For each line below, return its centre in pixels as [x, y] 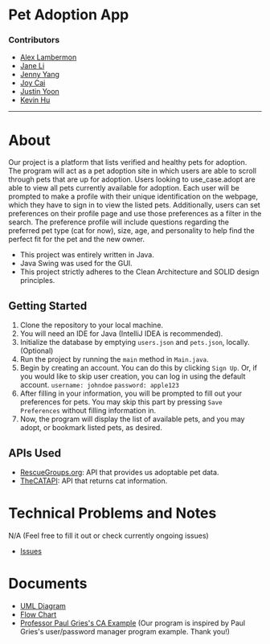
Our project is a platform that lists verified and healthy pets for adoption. [128, 162]
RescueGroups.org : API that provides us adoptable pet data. [119, 473]
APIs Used [35, 453]
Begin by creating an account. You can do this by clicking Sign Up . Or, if [139, 368]
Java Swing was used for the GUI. [76, 264]
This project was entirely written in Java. [87, 255]
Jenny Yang [40, 75]
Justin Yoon [40, 92]
